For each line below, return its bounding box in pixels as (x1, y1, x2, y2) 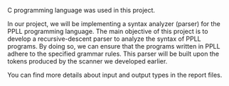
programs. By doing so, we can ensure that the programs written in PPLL (7, 42, 220, 50)
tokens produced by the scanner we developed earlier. (7, 57, 168, 66)
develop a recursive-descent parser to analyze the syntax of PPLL (7, 35, 201, 43)
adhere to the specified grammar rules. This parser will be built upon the (7, 49, 219, 58)
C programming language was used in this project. (7, 6, 155, 14)
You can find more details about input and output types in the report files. (7, 70, 223, 79)
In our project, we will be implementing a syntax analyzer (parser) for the (7, 20, 220, 27)
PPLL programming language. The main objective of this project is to (7, 27, 208, 35)
